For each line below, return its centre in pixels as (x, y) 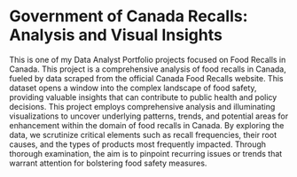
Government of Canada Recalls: (129, 16)
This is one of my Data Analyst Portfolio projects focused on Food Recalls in (148, 59)
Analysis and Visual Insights (116, 35)
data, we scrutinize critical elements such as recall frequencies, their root (143, 135)
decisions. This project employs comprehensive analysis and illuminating (142, 106)
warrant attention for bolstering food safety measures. (108, 163)
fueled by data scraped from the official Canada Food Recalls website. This (146, 78)
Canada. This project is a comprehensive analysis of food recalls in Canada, (148, 69)
